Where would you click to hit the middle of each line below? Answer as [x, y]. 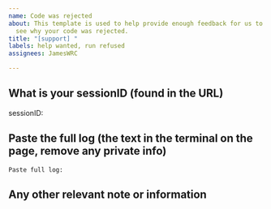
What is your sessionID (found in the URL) [116, 94]
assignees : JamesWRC [43, 53]
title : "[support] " [43, 38]
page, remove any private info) [88, 151]
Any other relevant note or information [108, 195]
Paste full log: [36, 170]
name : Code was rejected [50, 16]
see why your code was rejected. [72, 31]
